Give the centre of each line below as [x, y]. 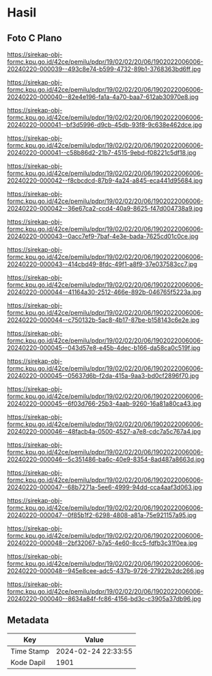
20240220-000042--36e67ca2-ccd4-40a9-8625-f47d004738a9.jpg [105, 208]
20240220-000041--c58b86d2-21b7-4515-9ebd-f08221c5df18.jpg [102, 153]
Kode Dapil [28, 662]
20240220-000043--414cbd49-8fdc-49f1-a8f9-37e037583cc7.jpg [102, 264]
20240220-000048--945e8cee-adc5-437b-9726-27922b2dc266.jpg [106, 571]
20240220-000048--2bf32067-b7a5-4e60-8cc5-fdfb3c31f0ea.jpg [102, 543]
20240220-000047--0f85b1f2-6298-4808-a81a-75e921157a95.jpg [102, 515]
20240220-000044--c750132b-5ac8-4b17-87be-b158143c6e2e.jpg [103, 320]
